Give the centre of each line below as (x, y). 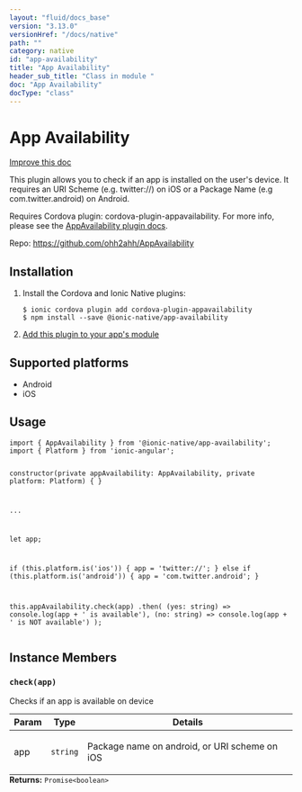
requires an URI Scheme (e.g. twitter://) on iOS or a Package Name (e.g (141, 189)
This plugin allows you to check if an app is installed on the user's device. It (149, 180)
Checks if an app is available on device (82, 701)
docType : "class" (42, 93)
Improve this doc (40, 162)
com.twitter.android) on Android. (70, 199)
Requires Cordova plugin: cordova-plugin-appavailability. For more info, (142, 216)
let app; (26, 540)
